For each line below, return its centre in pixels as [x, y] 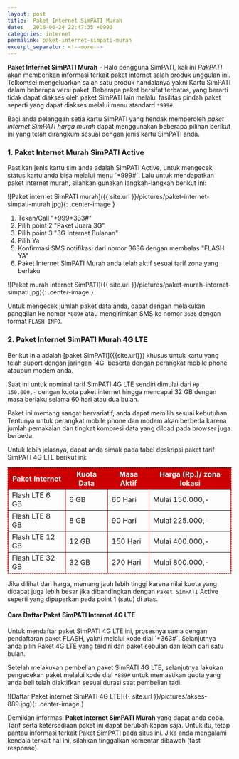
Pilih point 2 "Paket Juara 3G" [61, 225]
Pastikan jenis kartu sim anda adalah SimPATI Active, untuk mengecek [110, 168]
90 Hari [124, 520]
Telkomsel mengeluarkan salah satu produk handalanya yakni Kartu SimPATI [119, 82]
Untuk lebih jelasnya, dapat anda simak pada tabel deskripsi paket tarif [111, 450]
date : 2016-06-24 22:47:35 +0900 [60, 27]
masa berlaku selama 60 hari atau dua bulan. [73, 399]
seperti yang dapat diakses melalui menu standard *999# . [91, 105]
